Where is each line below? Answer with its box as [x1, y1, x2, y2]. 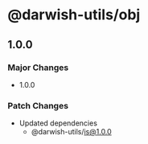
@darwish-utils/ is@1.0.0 [31, 127, 112, 137]
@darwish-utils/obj [7, 6, 141, 24]
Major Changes [7, 62, 69, 73]
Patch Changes [7, 100, 69, 111]
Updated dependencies [18, 118, 98, 128]
